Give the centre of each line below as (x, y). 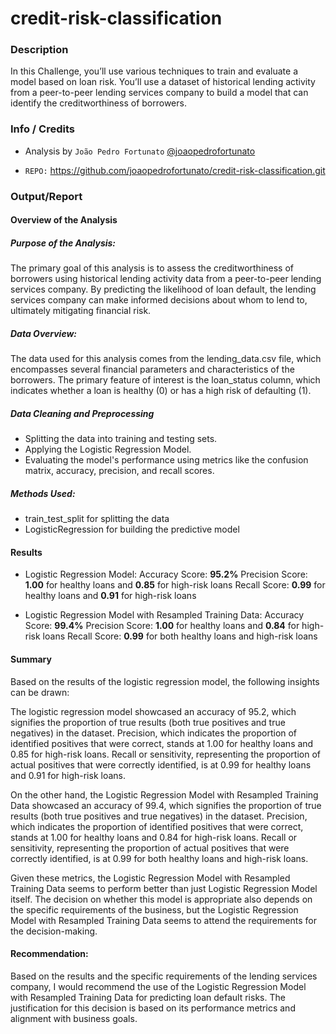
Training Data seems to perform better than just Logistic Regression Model (164, 888)
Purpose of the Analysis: (63, 243)
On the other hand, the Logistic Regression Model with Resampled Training (164, 794)
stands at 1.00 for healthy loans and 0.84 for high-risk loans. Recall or (154, 837)
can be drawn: (40, 692)
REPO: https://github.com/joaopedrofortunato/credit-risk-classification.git (175, 170)
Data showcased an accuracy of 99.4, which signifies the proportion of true (166, 805)
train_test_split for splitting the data (97, 519)
